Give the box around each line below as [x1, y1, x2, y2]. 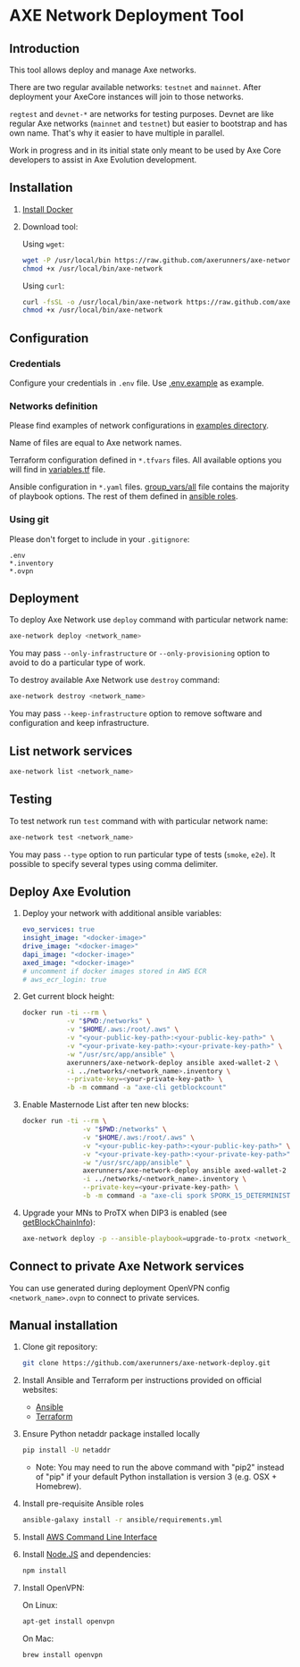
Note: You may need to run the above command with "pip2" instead [35, 1462, 285, 1473]
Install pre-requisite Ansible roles [21, 1498, 145, 1509]
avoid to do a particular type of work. [9, 657, 146, 668]
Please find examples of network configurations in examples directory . [9, 421, 270, 431]
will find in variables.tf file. [9, 464, 105, 475]
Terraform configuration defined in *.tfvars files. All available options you [9, 454, 282, 465]
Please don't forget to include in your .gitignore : [9, 533, 190, 545]
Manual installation [9, 1318, 119, 1333]
